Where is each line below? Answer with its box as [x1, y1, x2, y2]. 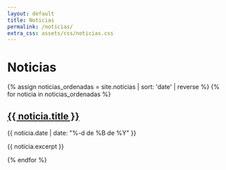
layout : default [7, 10, 54, 17]
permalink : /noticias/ [7, 23, 73, 30]
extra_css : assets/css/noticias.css [7, 29, 114, 37]
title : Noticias [7, 17, 54, 24]
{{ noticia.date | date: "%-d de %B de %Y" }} [7, 129, 137, 137]
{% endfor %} [7, 156, 47, 164]
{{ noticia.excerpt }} [7, 142, 64, 150]
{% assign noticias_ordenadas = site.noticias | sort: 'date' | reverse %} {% [7, 83, 220, 91]
